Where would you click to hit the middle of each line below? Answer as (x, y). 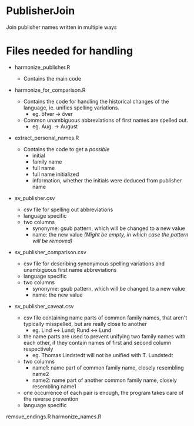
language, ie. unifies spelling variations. (71, 108)
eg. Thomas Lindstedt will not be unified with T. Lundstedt (103, 355)
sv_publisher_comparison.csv (50, 252)
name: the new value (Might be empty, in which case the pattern (110, 234)
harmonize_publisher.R (42, 67)
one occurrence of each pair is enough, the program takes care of (103, 392)
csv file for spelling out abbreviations (68, 209)
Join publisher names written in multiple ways (61, 27)
